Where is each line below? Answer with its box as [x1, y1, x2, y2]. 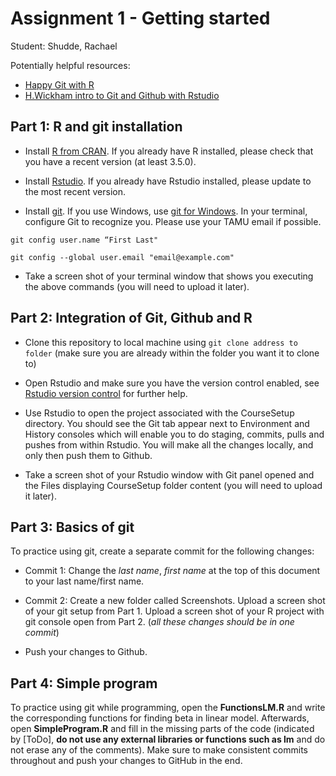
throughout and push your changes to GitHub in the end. [10, 755, 243, 767]
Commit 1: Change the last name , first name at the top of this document [24, 565, 321, 577]
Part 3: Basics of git [10, 518, 135, 536]
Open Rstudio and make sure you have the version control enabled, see [24, 377, 320, 389]
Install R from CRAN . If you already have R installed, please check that [24, 145, 314, 157]
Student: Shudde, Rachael [10, 40, 118, 52]
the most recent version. [24, 185, 126, 197]
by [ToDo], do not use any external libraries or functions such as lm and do [10, 733, 326, 746]
